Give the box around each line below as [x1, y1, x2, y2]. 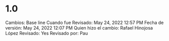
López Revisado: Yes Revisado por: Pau [5, 30, 88, 36]
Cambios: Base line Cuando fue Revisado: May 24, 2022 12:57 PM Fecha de [5, 19, 164, 25]
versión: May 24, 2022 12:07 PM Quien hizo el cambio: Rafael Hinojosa [5, 24, 153, 30]
